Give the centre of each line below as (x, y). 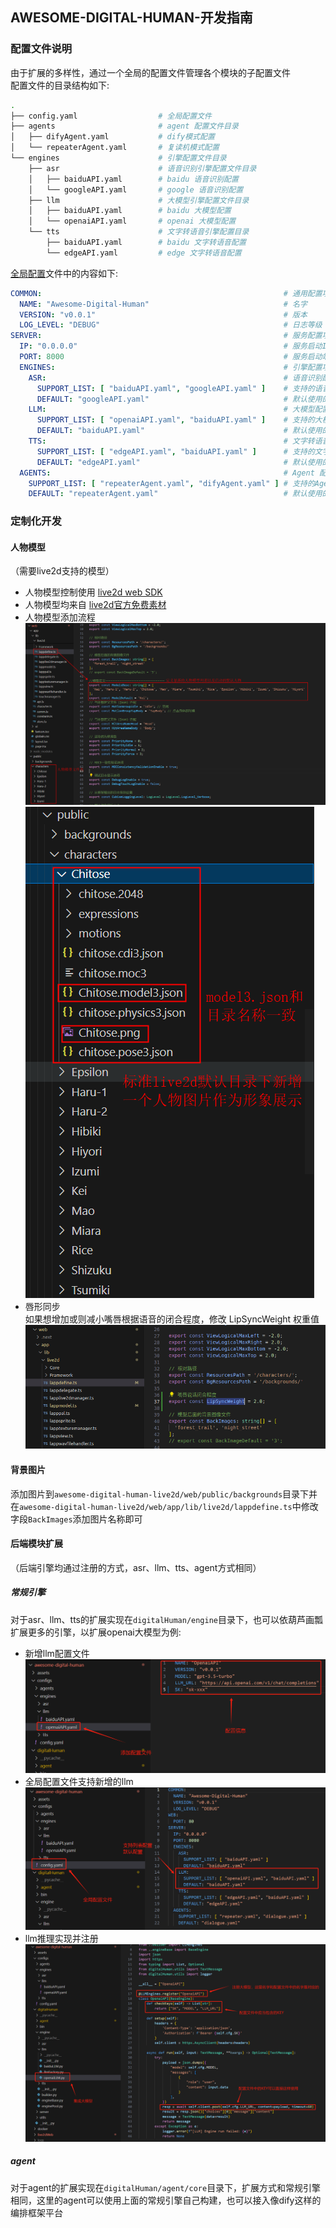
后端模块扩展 (36, 1544)
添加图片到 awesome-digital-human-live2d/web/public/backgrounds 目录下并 (164, 1494)
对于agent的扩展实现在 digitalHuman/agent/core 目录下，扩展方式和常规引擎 (166, 2187)
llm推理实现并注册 (61, 1938)
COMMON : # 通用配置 (166, 293)
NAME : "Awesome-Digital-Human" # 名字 (163, 304)
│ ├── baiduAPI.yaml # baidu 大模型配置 (130, 211)
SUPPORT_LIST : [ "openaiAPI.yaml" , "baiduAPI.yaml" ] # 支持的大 (179, 420)
